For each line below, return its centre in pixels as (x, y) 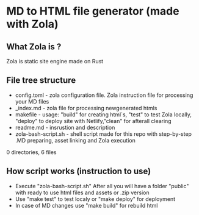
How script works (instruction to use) (79, 171)
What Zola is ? (34, 47)
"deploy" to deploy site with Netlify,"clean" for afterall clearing (93, 121)
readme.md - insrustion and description (65, 127)
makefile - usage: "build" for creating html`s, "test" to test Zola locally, (103, 115)
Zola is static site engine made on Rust (55, 61)
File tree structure (41, 80)
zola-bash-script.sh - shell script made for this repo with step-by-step (103, 134)
